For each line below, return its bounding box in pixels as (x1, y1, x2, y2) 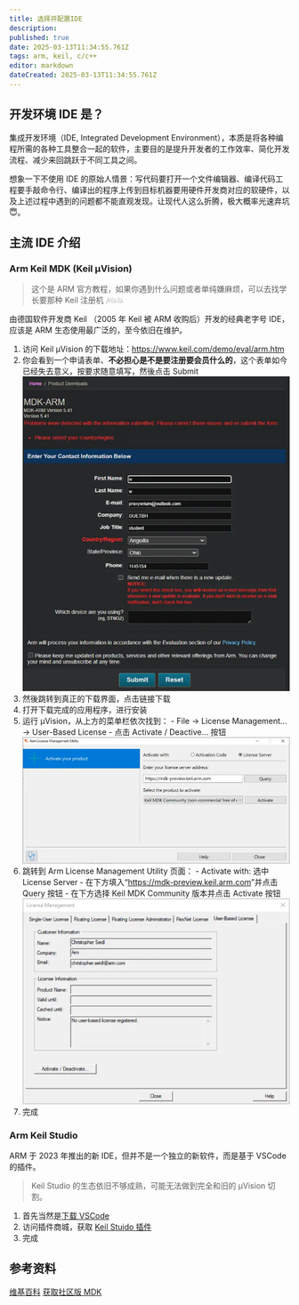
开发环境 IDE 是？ (9, 107, 104, 122)
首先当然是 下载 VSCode (21, 1210, 109, 1220)
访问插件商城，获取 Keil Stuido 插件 (21, 1221, 152, 1232)
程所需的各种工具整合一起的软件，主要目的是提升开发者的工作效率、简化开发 (9, 143, 290, 154)
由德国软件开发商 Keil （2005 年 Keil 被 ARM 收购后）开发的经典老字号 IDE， (9, 314, 290, 325)
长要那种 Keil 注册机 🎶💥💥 (30, 294, 125, 306)
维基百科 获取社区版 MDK (9, 1286, 102, 1297)
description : (9, 23, 58, 33)
